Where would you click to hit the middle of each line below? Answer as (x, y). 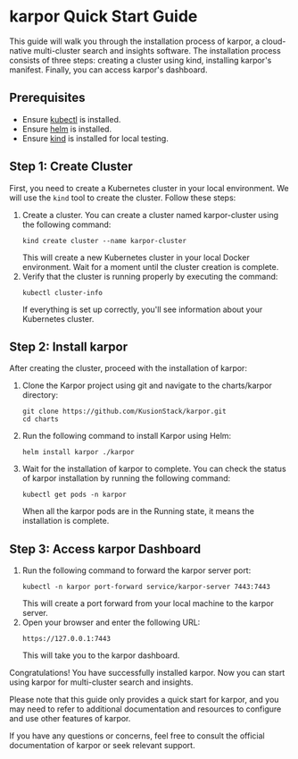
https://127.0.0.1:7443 (66, 639)
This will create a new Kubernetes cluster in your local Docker (136, 257)
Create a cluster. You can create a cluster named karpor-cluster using (150, 215)
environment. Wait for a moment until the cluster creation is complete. (150, 266)
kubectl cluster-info (62, 292)
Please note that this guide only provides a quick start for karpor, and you (144, 700)
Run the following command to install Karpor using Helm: (127, 436)
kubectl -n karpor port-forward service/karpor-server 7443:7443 (146, 587)
